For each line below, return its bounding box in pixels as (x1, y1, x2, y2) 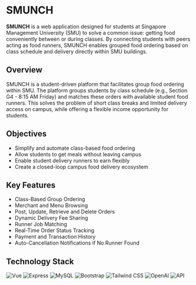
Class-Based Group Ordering (14, 196, 85, 203)
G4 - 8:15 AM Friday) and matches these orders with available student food (6, 93, 188, 100)
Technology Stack (6, 256, 74, 266)
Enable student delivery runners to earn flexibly (14, 157, 130, 164)
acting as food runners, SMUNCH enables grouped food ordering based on (6, 42, 188, 49)
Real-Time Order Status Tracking (14, 227, 95, 234)
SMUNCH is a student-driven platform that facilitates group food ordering (6, 81, 184, 88)
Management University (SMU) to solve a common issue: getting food (6, 29, 175, 36)
